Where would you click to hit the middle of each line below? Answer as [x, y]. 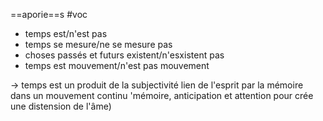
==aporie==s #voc [49, 14]
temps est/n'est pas [66, 33]
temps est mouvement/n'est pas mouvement [117, 65]
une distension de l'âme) [61, 106]
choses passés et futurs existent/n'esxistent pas [124, 55]
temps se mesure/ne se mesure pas [98, 44]
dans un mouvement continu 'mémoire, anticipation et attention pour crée [162, 95]
